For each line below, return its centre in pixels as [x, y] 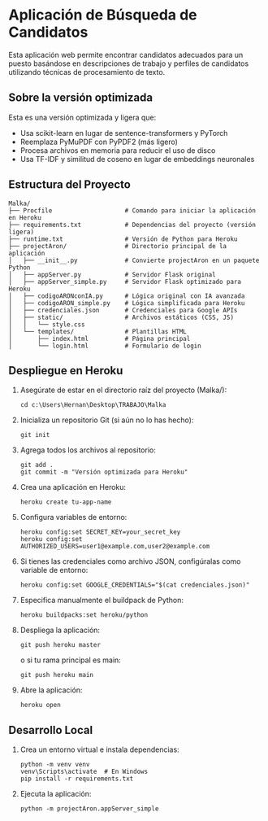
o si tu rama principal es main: [71, 660]
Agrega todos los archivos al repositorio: [88, 450]
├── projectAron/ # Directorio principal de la [118, 246]
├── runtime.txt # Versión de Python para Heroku [123, 239]
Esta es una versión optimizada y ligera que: [82, 117]
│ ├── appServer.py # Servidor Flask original [112, 274]
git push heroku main [56, 675]
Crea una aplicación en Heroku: [73, 487]
